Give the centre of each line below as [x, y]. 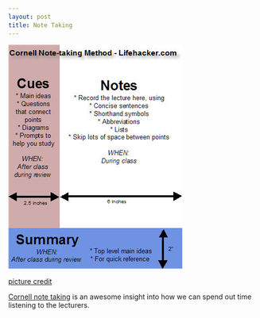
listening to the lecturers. [49, 305]
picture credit [30, 281]
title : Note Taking [41, 25]
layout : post [30, 17]
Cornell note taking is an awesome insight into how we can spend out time [130, 297]
